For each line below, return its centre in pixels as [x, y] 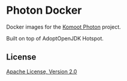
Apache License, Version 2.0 [42, 71]
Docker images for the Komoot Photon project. [63, 27]
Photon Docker [44, 10]
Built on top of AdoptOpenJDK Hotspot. [55, 38]
